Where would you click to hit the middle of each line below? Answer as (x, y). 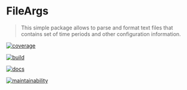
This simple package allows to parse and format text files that (97, 28)
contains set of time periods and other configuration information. (101, 34)
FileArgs (28, 11)
